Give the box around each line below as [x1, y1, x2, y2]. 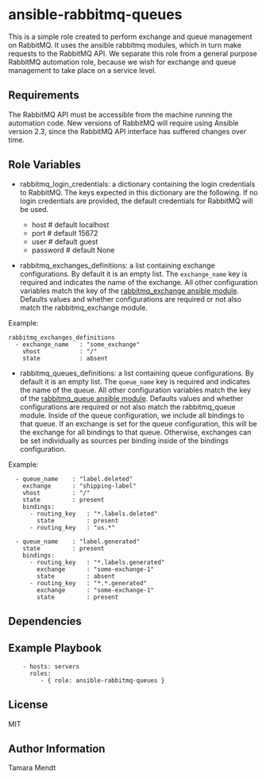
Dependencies [8, 614, 82, 628]
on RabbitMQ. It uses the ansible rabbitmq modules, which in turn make [8, 40, 242, 49]
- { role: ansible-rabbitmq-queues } [40, 677, 165, 685]
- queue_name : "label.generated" [15, 538, 141, 546]
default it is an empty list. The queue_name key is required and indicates [19, 376, 250, 386]
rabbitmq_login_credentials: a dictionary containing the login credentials [19, 179, 256, 188]
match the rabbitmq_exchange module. [19, 303, 148, 312]
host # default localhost [31, 220, 110, 229]
